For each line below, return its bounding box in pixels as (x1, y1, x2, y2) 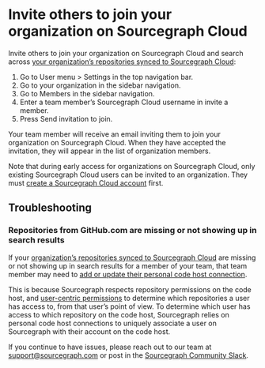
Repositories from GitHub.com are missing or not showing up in (8, 225, 257, 236)
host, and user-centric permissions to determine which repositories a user (8, 293, 250, 302)
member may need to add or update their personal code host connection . (8, 269, 248, 279)
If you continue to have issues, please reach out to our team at (8, 342, 212, 351)
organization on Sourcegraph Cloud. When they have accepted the (8, 137, 226, 147)
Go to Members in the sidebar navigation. (19, 88, 155, 98)
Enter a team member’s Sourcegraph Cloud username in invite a (19, 97, 229, 107)
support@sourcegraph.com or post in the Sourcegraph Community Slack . (8, 350, 249, 360)
